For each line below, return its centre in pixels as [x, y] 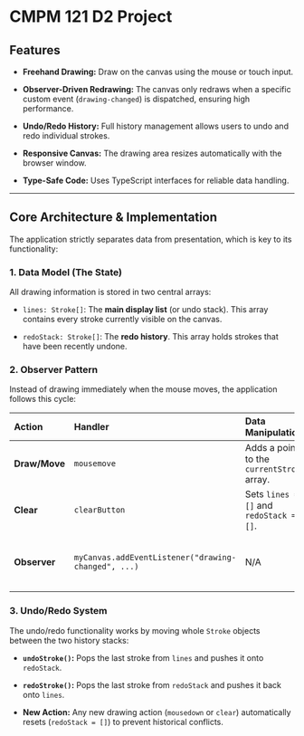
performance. [48, 109]
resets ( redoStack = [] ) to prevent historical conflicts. [123, 722]
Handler [91, 427]
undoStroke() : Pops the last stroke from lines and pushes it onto [143, 657]
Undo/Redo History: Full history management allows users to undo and [156, 126]
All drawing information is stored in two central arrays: [110, 292]
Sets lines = [272, 494]
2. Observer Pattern [53, 370]
